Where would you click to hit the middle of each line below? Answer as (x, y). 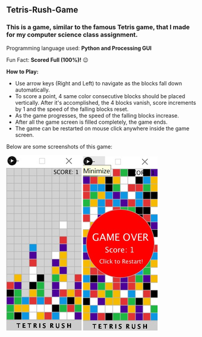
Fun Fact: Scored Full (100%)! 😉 (47, 59)
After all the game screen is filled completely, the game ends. (91, 122)
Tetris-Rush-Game (42, 10)
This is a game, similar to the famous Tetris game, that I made (98, 27)
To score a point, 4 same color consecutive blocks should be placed (100, 96)
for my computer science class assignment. (72, 35)
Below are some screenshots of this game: (60, 146)
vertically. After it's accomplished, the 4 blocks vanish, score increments (106, 102)
